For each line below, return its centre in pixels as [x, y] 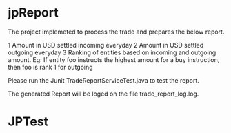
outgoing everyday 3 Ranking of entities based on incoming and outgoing [112, 52]
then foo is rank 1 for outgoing [50, 67]
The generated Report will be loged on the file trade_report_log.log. [103, 94]
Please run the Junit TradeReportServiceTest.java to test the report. [103, 80]
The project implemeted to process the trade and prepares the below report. [116, 32]
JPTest [28, 122]
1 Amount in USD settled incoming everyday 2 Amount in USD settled [106, 45]
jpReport [33, 13]
